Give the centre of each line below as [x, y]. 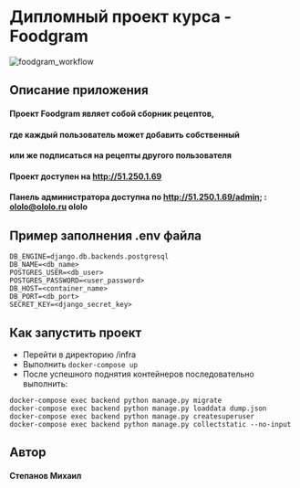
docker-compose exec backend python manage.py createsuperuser [132, 416]
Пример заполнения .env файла [106, 235]
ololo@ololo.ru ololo [49, 207]
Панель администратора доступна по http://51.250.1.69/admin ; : [138, 197]
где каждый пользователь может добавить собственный [124, 134]
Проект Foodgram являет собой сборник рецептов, [112, 113]
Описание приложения [79, 90]
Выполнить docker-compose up [80, 364]
